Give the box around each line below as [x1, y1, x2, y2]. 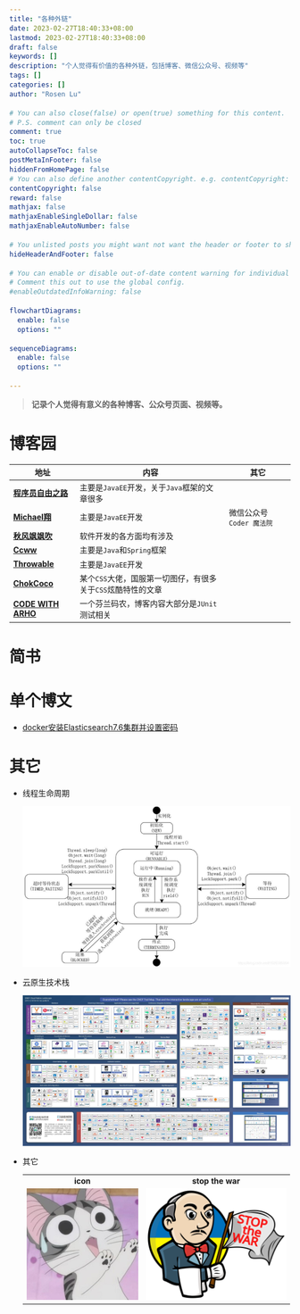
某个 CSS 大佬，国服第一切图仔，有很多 [79, 572, 217, 584]
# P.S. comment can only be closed [9, 118, 142, 127]
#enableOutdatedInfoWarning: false [9, 287, 142, 296]
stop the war [191, 1175, 241, 1186]
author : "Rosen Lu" [9, 89, 82, 98]
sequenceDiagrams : [9, 344, 78, 353]
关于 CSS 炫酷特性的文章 [79, 584, 162, 595]
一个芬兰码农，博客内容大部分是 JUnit [79, 598, 217, 609]
